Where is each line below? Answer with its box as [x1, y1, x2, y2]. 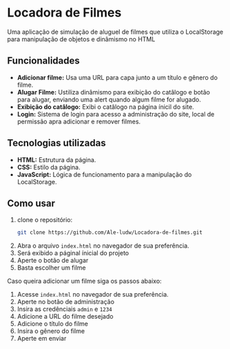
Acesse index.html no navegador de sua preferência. [17, 290, 169, 299]
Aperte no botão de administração [17, 298, 115, 306]
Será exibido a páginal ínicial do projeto [17, 249, 129, 257]
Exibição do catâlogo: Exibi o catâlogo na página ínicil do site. [17, 102, 194, 111]
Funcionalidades [7, 55, 81, 67]
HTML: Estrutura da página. [17, 155, 96, 163]
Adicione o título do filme [17, 319, 88, 328]
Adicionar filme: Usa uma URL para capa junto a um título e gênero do [17, 73, 218, 81]
